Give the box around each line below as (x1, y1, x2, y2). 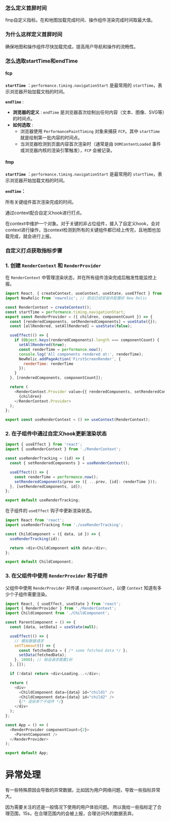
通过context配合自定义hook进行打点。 (5, 210, 85, 216)
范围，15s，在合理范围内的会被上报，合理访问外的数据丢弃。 (9, 810, 137, 816)
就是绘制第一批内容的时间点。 (20, 134, 82, 141)
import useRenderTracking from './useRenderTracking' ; (5, 523, 123, 528)
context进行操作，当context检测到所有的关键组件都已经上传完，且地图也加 (5, 227, 161, 233)
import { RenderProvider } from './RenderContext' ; (5, 606, 116, 611)
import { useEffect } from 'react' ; (5, 442, 82, 447)
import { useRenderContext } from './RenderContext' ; (5, 447, 121, 452)
